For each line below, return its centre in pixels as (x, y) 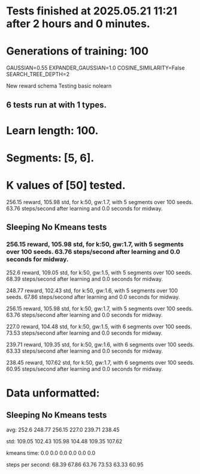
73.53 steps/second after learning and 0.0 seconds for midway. (84, 333)
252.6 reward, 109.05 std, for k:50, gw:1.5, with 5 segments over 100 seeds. (99, 272)
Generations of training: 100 (77, 51)
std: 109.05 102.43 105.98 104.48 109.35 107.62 (64, 441)
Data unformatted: (53, 393)
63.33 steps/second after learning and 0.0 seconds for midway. (85, 351)
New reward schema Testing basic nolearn (59, 86)
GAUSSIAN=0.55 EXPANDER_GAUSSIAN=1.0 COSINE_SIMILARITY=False (96, 68)
